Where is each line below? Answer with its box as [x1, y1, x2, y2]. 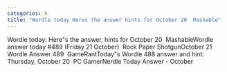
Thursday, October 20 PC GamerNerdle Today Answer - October [7, 57, 194, 65]
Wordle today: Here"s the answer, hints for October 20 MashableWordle [7, 35, 214, 43]
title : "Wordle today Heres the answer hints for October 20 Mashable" [7, 16, 221, 23]
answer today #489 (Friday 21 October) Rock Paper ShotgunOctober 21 [7, 43, 212, 51]
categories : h [7, 10, 48, 17]
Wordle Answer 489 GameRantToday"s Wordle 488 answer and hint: [7, 49, 205, 58]
